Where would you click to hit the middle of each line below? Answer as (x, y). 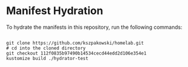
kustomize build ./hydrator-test (47, 58)
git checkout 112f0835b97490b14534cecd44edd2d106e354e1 (76, 53)
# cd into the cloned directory (46, 48)
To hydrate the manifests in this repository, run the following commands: (94, 27)
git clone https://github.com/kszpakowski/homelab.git (75, 43)
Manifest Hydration (55, 11)
